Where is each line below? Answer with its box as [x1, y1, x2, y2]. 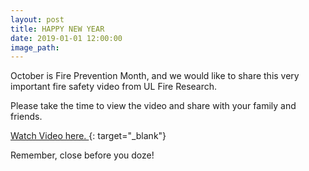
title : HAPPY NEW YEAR [10, 24, 105, 34]
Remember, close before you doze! [10, 149, 155, 161]
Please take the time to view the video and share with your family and [10, 100, 297, 112]
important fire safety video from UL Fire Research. [10, 81, 218, 93]
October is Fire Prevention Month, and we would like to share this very [10, 70, 300, 82]
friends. [10, 111, 43, 123]
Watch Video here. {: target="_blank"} [10, 130, 167, 142]
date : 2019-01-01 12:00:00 [10, 33, 123, 43]
